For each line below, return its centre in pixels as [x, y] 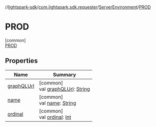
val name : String [58, 103]
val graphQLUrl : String [64, 89]
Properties [21, 61]
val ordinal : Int [55, 117]
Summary [65, 74]
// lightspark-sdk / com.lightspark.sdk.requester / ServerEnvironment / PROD [78, 7]
